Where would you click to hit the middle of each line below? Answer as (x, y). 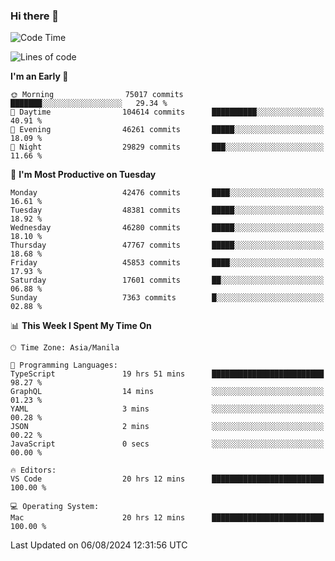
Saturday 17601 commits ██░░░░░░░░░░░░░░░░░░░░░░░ (167, 280)
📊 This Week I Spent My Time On (81, 326)
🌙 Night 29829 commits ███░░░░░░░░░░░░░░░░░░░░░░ (167, 147)
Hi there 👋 (35, 16)
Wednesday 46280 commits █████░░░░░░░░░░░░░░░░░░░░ (167, 228)
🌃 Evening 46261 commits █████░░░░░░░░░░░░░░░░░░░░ (167, 130)
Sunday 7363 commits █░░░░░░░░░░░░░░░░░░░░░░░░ (167, 298)
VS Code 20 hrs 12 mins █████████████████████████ (167, 479)
